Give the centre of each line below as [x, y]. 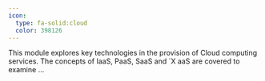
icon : [17, 15]
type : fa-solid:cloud [52, 23]
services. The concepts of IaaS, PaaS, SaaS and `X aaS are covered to [124, 61]
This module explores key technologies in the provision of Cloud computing [133, 53]
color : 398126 [39, 30]
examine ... [26, 70]
